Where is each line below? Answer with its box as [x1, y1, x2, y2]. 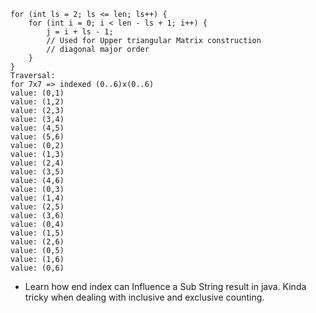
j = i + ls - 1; [46, 27, 114, 37]
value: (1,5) [10, 228, 65, 238]
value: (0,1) [10, 88, 65, 98]
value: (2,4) [10, 158, 65, 168]
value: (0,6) [10, 263, 65, 273]
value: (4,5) [10, 123, 65, 133]
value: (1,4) [10, 193, 65, 203]
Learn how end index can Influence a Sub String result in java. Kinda [24, 281, 307, 292]
